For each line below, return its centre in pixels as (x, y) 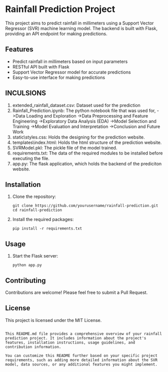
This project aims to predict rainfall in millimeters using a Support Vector (79, 23)
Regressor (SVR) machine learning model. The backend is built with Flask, (81, 28)
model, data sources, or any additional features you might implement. (81, 364)
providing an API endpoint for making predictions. (56, 33)
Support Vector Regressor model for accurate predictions (71, 72)
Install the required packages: (43, 219)
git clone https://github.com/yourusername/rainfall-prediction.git (85, 206)
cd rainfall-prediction (37, 210)
